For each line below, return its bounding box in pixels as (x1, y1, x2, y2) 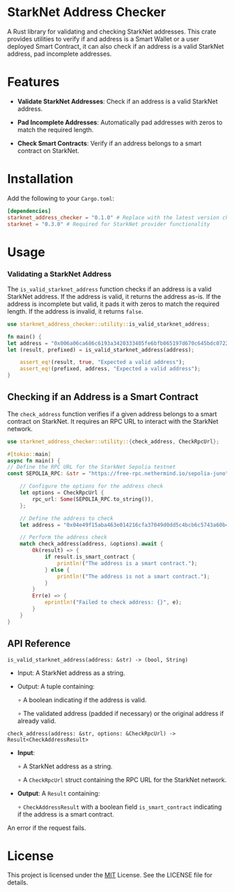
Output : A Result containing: (17, 789, 100, 797)
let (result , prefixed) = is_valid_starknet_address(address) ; (7, 346, 195, 353)
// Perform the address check (19, 534, 108, 541)
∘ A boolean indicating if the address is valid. (17, 696, 147, 704)
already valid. (17, 717, 56, 725)
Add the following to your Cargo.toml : (7, 193, 115, 203)
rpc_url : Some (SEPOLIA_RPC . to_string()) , (32, 495, 155, 503)
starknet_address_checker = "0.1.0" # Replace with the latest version (7, 214, 219, 221)
